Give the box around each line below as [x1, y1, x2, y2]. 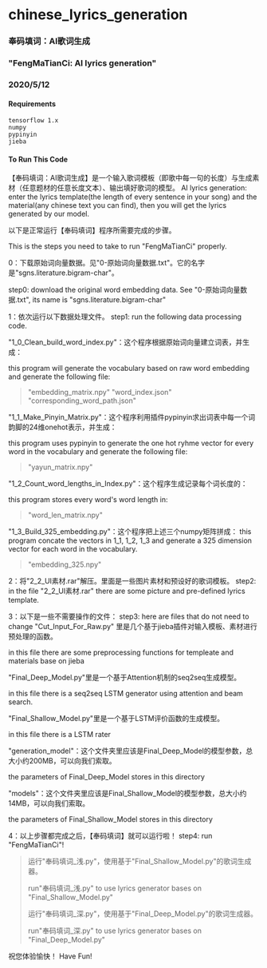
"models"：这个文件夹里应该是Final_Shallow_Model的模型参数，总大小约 [8, 789, 247, 799]
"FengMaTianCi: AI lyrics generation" [8, 58, 157, 69]
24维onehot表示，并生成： [29, 422, 117, 432]
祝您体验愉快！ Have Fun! [8, 951, 93, 961]
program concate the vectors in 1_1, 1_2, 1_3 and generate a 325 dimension [8, 536, 253, 545]
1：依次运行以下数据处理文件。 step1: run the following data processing [8, 312, 241, 321]
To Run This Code [8, 154, 69, 164]
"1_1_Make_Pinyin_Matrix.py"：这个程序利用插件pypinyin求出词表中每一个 [8, 412, 249, 422]
